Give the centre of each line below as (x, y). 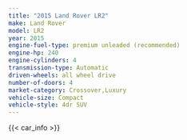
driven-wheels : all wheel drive (62, 75)
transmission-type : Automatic (59, 68)
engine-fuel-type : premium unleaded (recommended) (94, 46)
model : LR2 (26, 30)
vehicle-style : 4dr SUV (48, 105)
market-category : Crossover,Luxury (68, 90)
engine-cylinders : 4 (43, 61)
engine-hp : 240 (34, 53)
